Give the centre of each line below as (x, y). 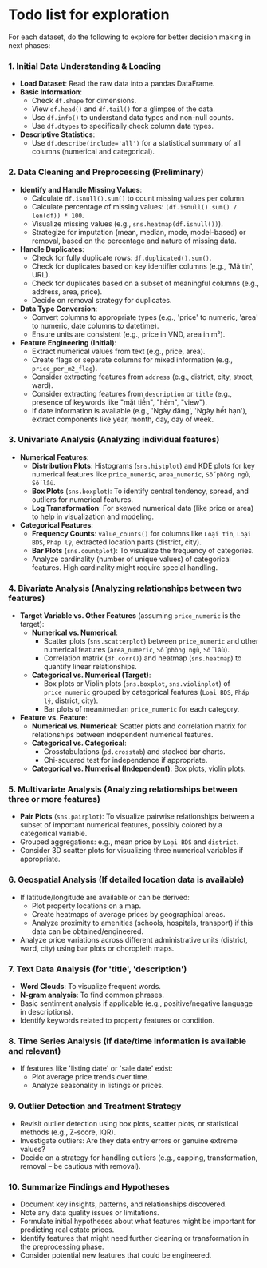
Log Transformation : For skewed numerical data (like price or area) (143, 508)
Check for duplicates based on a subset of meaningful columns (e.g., (145, 283)
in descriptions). (47, 1012)
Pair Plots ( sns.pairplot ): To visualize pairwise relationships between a (137, 816)
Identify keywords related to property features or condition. (117, 1020)
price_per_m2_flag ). (65, 368)
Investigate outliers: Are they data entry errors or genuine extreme (128, 1140)
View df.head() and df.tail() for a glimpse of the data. (123, 109)
